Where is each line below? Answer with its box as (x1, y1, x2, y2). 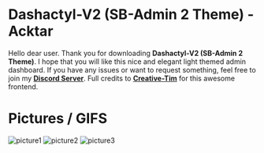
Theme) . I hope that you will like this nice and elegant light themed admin (8, 57, 247, 66)
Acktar (8, 22, 54, 40)
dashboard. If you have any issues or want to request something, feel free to (8, 65, 256, 74)
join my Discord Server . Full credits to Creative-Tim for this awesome (8, 73, 235, 83)
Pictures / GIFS (8, 110, 108, 128)
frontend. (8, 81, 39, 91)
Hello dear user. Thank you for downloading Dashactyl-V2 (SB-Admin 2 (8, 48, 243, 58)
